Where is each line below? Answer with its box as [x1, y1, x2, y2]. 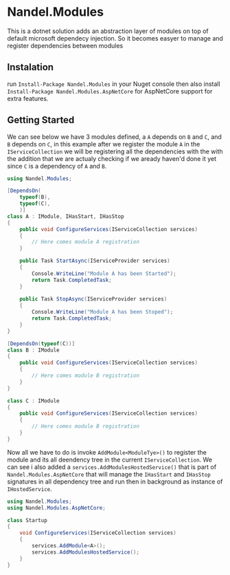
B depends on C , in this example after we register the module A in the [7, 140, 200, 148]
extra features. [7, 94, 49, 102]
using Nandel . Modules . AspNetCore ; [7, 504, 106, 511]
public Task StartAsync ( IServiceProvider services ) [19, 257, 170, 265]
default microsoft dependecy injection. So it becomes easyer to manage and [7, 34, 223, 42]
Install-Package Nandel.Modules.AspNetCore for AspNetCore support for [7, 87, 213, 95]
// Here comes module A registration [32, 239, 139, 246]
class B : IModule [7, 347, 60, 354]
